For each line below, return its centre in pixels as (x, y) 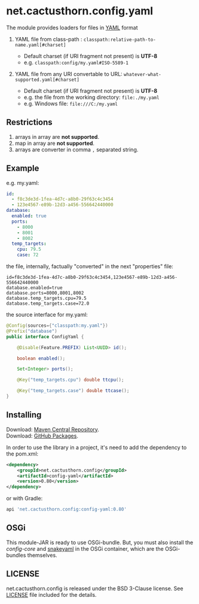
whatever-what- (142, 74)
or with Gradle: (25, 499)
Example (23, 169)
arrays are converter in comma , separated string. (76, 149)
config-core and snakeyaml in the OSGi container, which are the (85, 548)
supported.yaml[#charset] (47, 80)
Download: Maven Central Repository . (53, 429)
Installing (24, 415)
